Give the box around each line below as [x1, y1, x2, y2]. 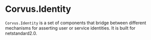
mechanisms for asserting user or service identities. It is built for [5, 25, 136, 31]
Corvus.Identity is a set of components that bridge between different [5, 20, 147, 26]
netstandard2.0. [5, 30, 37, 36]
